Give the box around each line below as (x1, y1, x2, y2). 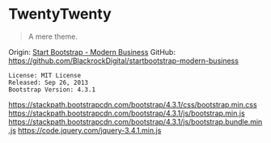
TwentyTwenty (8, 5, 112, 23)
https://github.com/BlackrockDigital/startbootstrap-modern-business (8, 56, 239, 65)
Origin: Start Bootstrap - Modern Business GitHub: (8, 47, 176, 57)
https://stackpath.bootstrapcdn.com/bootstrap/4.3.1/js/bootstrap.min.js (8, 108, 245, 118)
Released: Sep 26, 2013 (8, 78, 89, 86)
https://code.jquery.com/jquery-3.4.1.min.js (17, 125, 162, 135)
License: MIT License (8, 71, 82, 79)
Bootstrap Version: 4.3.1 (8, 86, 95, 94)
